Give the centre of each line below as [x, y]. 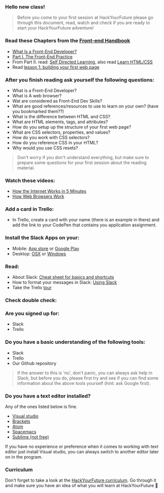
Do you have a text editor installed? [48, 396]
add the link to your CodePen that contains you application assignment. [84, 225]
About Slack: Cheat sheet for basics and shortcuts [63, 277]
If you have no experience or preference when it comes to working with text [82, 446]
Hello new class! [25, 7]
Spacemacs [24, 432]
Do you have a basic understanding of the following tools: [75, 342]
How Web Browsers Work [38, 196]
